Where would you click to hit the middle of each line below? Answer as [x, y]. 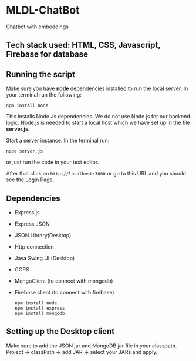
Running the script [40, 74]
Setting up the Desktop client [60, 331]
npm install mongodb [40, 313]
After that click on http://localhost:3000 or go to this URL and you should [96, 174]
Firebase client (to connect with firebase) [64, 292]
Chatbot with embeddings [38, 27]
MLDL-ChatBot [43, 10]
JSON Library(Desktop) [43, 235]
